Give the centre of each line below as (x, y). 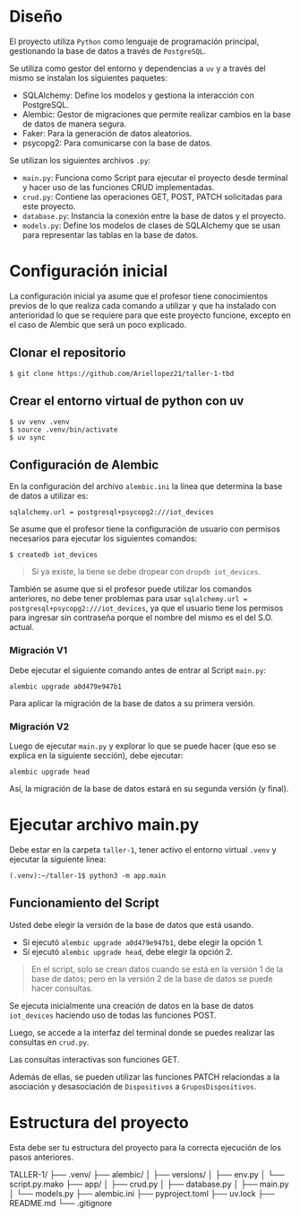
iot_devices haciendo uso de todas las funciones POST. (113, 1015)
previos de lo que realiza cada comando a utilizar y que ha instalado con (143, 305)
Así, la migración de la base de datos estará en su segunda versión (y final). (149, 788)
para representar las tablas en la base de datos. (110, 234)
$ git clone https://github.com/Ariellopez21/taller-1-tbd (122, 373)
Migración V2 (39, 726)
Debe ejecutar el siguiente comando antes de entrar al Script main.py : (138, 670)
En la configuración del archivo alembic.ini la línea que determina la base (146, 486)
